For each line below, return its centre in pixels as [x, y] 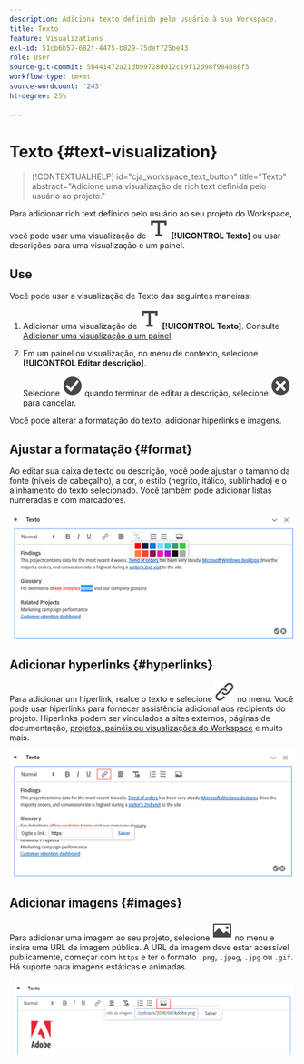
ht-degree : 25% [38, 95]
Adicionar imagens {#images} [96, 903]
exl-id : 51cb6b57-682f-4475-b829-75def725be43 [99, 48]
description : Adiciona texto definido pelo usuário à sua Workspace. [144, 19]
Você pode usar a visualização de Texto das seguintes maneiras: [131, 296]
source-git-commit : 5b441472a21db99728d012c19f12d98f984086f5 [129, 67]
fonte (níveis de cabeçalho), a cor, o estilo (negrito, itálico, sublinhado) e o [148, 481]
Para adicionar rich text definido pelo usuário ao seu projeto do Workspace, [151, 214]
